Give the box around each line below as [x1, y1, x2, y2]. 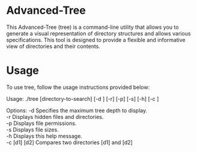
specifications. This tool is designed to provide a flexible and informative [6, 36, 186, 43]
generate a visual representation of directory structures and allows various [6, 29, 191, 37]
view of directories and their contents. [6, 43, 101, 50]
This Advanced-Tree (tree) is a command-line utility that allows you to [6, 23, 179, 31]
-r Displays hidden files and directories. [6, 113, 104, 120]
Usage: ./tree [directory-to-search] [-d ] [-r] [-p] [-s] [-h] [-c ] [6, 95, 159, 102]
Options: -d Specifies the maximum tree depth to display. [6, 106, 148, 114]
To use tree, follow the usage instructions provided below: [6, 84, 150, 91]
